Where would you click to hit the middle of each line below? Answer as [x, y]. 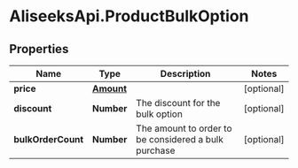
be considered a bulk [180, 139]
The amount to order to [184, 128]
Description [185, 74]
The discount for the [178, 103]
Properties [39, 49]
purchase [156, 150]
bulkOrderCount [49, 139]
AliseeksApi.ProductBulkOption [129, 16]
